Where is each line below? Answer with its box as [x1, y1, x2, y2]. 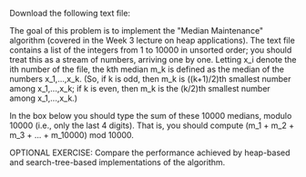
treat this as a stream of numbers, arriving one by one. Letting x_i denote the [9, 54, 298, 64]
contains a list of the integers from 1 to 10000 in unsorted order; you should [9, 44, 292, 55]
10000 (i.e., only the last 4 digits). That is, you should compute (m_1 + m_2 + [9, 120, 294, 131]
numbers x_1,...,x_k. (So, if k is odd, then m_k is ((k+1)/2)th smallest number [9, 74, 291, 84]
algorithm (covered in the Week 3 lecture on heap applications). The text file [9, 35, 296, 45]
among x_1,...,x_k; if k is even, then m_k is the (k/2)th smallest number [9, 84, 270, 93]
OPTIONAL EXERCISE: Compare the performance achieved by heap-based [9, 147, 291, 158]
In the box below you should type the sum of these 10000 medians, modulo [9, 111, 292, 121]
